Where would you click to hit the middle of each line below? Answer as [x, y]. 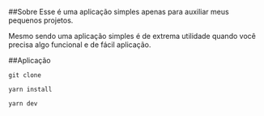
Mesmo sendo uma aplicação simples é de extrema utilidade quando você [132, 36]
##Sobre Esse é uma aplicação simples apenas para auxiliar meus [119, 12]
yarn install [30, 89]
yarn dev [23, 104]
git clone [25, 75]
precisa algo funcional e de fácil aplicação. [80, 45]
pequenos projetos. [41, 20]
